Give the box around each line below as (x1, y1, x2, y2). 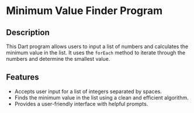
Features (6, 72, 39, 83)
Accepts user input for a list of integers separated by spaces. (14, 88, 162, 95)
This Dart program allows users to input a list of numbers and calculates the (6, 43, 189, 50)
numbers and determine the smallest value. (6, 56, 110, 62)
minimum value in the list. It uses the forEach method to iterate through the (6, 49, 186, 56)
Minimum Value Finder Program (6, 4, 163, 18)
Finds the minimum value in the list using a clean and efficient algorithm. (14, 94, 189, 101)
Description (6, 28, 50, 37)
